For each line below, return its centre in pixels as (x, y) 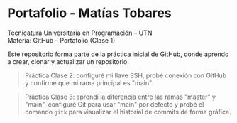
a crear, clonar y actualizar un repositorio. (68, 61)
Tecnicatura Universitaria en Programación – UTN (80, 33)
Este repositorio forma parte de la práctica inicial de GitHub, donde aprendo (118, 54)
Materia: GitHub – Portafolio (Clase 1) (61, 40)
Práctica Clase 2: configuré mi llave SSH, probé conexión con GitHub (126, 75)
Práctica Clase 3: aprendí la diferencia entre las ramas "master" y (120, 97)
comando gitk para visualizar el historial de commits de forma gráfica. (128, 112)
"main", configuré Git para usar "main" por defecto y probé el (114, 104)
